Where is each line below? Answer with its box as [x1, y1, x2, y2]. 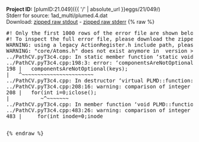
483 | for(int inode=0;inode [6, 113, 104, 119]
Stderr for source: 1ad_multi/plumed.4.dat [6, 12, 108, 19]
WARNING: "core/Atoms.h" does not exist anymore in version [6, 48, 188, 54]
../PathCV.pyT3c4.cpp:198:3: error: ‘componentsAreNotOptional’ [6, 59, 197, 66]
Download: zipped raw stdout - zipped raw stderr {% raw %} [6, 18, 155, 25]
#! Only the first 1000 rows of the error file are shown [6, 30, 178, 36]
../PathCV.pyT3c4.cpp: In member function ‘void [6, 101, 150, 108]
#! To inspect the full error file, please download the [6, 36, 175, 42]
